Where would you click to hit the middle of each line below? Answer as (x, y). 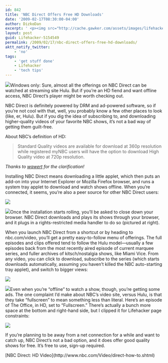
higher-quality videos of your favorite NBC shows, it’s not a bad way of (78, 121)
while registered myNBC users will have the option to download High (88, 151)
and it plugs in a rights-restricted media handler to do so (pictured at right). (82, 223)
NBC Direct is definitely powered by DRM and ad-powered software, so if (80, 105)
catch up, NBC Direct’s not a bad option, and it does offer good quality (77, 340)
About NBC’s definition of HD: (36, 136)
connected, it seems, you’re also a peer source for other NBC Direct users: (82, 192)
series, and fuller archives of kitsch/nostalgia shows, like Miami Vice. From (82, 254)
